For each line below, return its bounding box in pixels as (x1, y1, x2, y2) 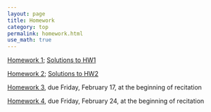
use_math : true (7, 37, 52, 44)
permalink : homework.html (7, 30, 83, 37)
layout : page (7, 10, 46, 18)
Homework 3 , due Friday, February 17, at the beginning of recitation (7, 83, 203, 92)
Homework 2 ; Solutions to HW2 (7, 70, 98, 78)
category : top (7, 23, 49, 30)
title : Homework (7, 17, 55, 24)
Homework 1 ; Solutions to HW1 (7, 56, 96, 64)
